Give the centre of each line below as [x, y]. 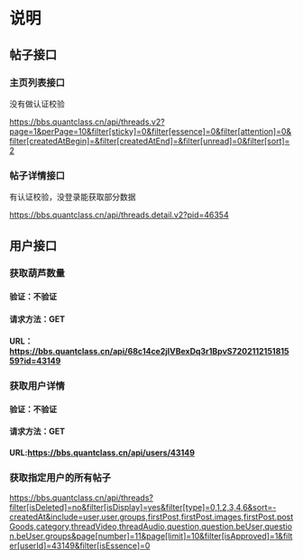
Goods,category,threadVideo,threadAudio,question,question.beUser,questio [151, 527]
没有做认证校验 [37, 104]
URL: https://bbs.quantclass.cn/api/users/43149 [102, 453]
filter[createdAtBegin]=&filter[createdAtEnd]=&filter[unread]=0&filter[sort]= [150, 141]
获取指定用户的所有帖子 [60, 477]
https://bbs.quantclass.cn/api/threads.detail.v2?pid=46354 [119, 215]
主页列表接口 [37, 82]
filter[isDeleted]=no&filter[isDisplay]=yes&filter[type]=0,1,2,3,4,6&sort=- [143, 508]
